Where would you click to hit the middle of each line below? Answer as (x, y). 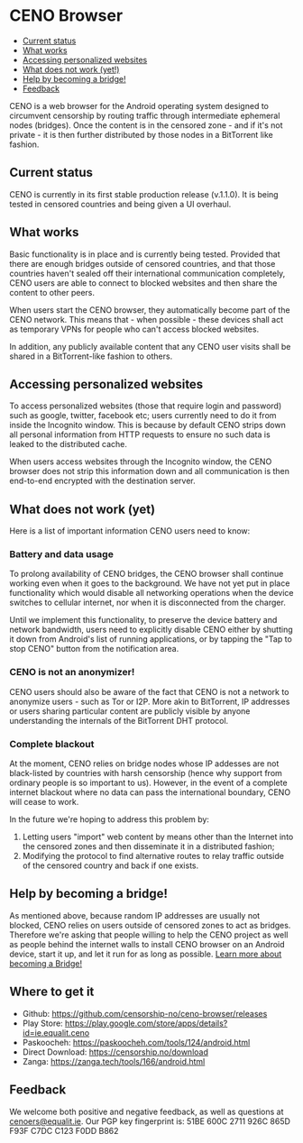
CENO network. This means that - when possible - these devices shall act (147, 319)
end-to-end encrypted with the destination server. (102, 481)
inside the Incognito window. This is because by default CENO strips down (147, 425)
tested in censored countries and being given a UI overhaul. (120, 204)
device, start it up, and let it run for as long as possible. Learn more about (146, 954)
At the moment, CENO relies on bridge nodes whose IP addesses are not (144, 764)
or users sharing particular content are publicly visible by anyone (130, 711)
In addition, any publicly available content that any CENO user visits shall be (150, 346)
